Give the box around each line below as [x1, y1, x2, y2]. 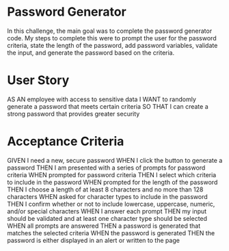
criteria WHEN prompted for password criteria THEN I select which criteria [7, 170, 217, 179]
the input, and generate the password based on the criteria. [7, 49, 175, 57]
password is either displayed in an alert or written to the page [7, 236, 180, 244]
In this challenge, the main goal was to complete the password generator [7, 27, 213, 35]
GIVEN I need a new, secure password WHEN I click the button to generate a [7, 156, 223, 164]
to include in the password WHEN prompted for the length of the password [7, 178, 218, 186]
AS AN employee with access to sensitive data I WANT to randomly [7, 95, 197, 103]
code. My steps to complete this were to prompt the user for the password [7, 34, 217, 42]
